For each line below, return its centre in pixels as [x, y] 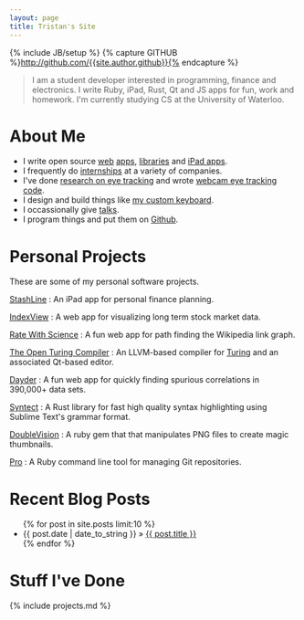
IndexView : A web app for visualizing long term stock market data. [136, 317]
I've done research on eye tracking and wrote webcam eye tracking [150, 181]
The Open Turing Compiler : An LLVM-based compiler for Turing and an [144, 352]
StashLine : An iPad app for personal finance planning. [112, 299]
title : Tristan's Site [52, 26]
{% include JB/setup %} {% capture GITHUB [94, 52]
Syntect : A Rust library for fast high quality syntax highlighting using [138, 407]
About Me [47, 136]
